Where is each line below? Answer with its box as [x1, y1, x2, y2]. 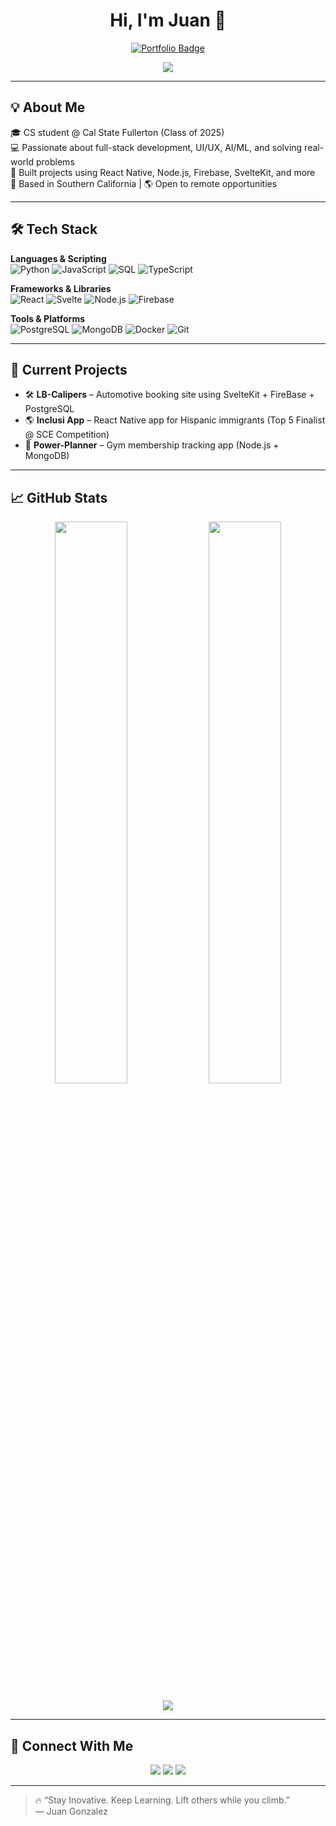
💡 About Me [10, 99, 86, 116]
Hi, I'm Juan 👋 [109, 9, 227, 32]
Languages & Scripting [10, 252, 107, 264]
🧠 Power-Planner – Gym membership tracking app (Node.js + [24, 439, 280, 451]
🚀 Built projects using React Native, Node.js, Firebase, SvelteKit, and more [10, 166, 316, 178]
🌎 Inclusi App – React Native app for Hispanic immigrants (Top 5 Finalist [24, 414, 326, 426]
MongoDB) [24, 450, 70, 462]
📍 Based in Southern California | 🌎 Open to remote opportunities [10, 177, 278, 189]
